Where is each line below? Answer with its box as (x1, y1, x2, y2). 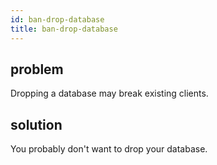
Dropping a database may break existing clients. (10, 87, 209, 100)
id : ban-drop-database (10, 14, 105, 25)
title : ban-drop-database (10, 24, 118, 34)
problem (10, 61, 64, 78)
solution (10, 116, 63, 133)
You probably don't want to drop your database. (10, 143, 208, 155)
